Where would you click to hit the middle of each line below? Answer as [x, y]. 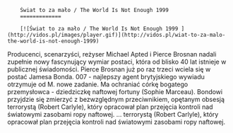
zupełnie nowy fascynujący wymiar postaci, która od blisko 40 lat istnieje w [117, 62]
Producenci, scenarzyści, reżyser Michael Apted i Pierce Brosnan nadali [112, 54]
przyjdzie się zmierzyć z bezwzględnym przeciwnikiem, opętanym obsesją [116, 99]
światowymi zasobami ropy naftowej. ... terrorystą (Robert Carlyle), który [113, 114]
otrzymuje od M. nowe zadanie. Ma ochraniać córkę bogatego [98, 84]
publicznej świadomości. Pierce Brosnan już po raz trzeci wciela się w [109, 69]
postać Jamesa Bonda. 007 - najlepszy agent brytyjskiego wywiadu [106, 77]
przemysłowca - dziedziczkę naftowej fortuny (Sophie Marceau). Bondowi [115, 92]
